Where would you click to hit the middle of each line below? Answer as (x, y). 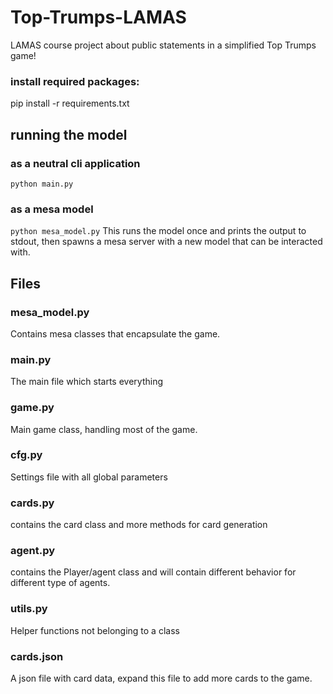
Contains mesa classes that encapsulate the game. (115, 333)
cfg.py (26, 455)
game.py (32, 408)
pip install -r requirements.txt (70, 103)
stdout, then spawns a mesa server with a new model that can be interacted (166, 242)
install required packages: (75, 81)
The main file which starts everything (87, 382)
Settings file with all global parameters (89, 477)
